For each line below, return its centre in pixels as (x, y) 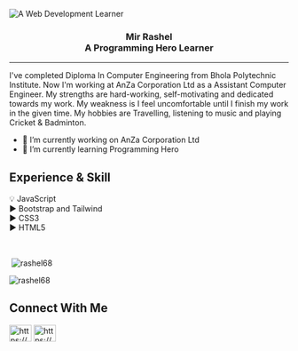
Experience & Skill (60, 177)
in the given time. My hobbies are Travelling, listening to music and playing (145, 113)
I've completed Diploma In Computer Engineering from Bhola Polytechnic (143, 76)
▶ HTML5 (27, 227)
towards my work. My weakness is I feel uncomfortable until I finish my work (149, 104)
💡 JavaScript (32, 199)
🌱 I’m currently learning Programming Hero (100, 149)
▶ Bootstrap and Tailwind (56, 209)
